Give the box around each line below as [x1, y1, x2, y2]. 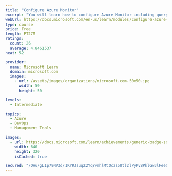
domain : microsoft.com [10, 69, 58, 74]
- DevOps [10, 121, 29, 126]
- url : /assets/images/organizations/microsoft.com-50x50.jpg [14, 79, 150, 84]
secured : [5, 163, 24, 168]
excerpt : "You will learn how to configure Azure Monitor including [5, 12, 155, 17]
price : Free [5, 27, 31, 32]
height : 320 [14, 149, 40, 154]
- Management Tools [10, 126, 52, 131]
